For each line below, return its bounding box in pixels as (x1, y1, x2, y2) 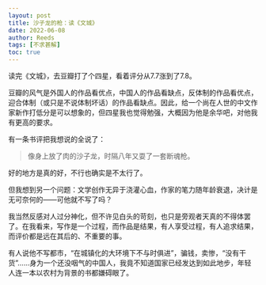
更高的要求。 (14, 118, 57, 127)
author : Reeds (8, 33, 55, 42)
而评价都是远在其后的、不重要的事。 (8, 231, 127, 241)
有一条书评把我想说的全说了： (8, 135, 105, 143)
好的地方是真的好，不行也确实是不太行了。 (8, 168, 147, 177)
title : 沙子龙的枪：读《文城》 (8, 19, 98, 27)
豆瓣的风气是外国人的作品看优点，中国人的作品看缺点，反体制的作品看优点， (8, 88, 258, 97)
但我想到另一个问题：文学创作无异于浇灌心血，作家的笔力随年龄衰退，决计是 (8, 185, 258, 194)
